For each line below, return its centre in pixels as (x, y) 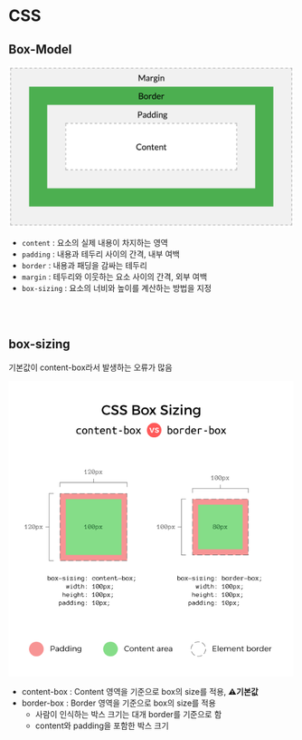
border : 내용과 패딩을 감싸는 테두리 (85, 265)
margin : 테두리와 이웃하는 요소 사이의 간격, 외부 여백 (114, 277)
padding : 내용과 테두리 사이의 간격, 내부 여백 (100, 254)
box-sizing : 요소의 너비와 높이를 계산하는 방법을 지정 (116, 287)
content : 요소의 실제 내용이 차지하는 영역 (94, 242)
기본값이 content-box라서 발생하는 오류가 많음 (90, 367)
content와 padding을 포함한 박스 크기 (102, 725)
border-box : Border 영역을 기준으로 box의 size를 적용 (118, 703)
